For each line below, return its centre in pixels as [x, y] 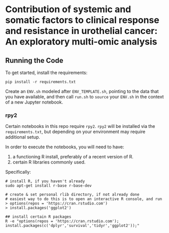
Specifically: [18, 172]
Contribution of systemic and [68, 9]
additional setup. [23, 137]
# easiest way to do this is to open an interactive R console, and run [84, 199]
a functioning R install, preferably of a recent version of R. [73, 157]
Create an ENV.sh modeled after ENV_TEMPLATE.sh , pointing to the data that [82, 91]
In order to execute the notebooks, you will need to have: [65, 147]
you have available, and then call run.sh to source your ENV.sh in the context [84, 97]
